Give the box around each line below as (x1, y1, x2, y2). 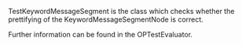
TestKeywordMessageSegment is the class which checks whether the (8, 7, 235, 16)
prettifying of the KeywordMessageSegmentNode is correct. (8, 15, 204, 24)
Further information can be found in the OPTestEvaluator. (8, 30, 193, 39)
